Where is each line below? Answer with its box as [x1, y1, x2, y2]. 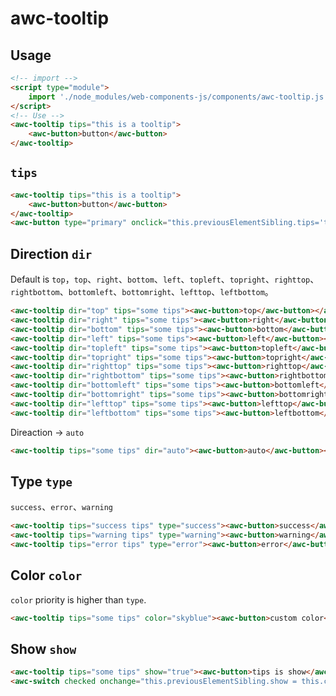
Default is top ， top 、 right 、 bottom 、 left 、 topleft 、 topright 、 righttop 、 [10, 273, 320, 286]
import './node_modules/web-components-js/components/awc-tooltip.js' [28, 92, 329, 102]
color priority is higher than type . [10, 593, 147, 606]
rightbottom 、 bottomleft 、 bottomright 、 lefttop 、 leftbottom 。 [10, 286, 274, 298]
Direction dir [10, 245, 93, 262]
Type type [10, 473, 73, 490]
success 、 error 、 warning [10, 501, 114, 513]
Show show [10, 641, 77, 658]
